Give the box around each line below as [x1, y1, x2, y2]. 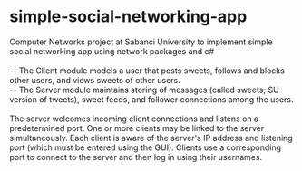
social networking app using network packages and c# [9, 45, 215, 56]
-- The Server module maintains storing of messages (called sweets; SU [9, 84, 279, 95]
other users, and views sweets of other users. [9, 74, 181, 85]
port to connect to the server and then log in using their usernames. [9, 151, 263, 162]
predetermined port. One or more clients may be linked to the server [9, 122, 265, 133]
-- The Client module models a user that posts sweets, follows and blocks [9, 65, 286, 76]
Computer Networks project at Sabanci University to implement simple [9, 36, 274, 47]
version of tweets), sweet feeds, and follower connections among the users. [9, 93, 294, 105]
